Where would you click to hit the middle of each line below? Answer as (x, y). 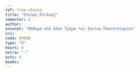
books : (12, 62)
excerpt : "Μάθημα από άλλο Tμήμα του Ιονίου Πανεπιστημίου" (71, 29)
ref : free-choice (24, 10)
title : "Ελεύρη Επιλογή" (32, 15)
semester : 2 (18, 19)
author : (13, 24)
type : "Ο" (16, 43)
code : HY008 (18, 39)
